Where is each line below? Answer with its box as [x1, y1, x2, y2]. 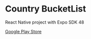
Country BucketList [5, 3, 86, 14]
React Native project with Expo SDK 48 [5, 19, 85, 25]
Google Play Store [5, 28, 42, 34]
